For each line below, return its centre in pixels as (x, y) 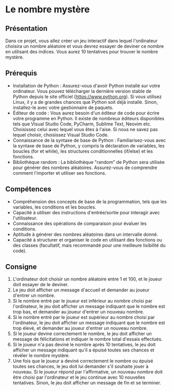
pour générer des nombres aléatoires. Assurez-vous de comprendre (85, 167)
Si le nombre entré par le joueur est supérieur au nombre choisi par (84, 318)
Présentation (26, 29)
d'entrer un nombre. (34, 295)
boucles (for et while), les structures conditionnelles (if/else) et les (83, 151)
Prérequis (21, 73)
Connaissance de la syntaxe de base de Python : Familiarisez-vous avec (89, 140)
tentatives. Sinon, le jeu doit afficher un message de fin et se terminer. (87, 383)
